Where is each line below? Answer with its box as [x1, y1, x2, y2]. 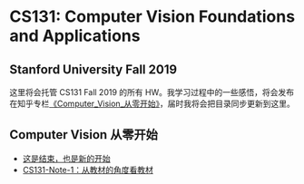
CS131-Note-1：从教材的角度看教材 [22, 164, 154, 175]
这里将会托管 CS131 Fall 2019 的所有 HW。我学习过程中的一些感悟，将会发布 [9, 87, 295, 97]
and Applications [9, 25, 141, 46]
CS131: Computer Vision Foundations [9, 6, 296, 27]
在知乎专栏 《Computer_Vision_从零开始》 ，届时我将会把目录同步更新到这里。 [9, 98, 295, 109]
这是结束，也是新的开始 [22, 152, 111, 164]
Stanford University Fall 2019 [9, 62, 178, 77]
